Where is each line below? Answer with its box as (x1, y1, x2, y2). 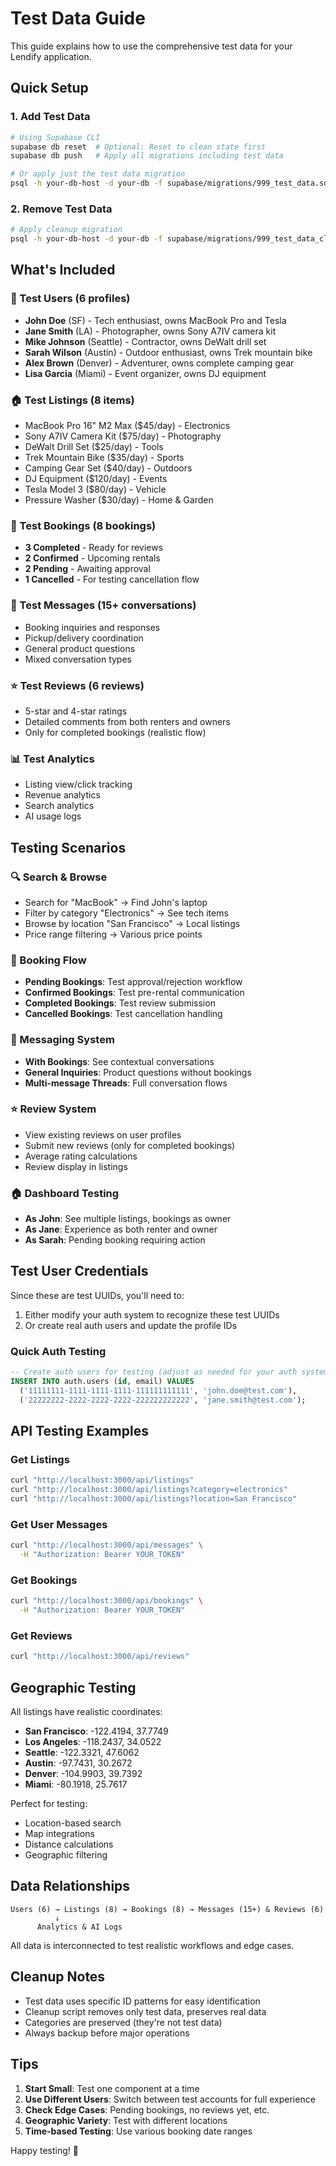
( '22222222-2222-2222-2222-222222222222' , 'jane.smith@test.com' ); (19, 1395, 307, 1405)
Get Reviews (10, 1629, 73, 1643)
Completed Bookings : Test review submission (24, 997, 216, 1009)
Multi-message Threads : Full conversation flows (24, 1077, 228, 1089)
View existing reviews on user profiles (24, 1128, 182, 1141)
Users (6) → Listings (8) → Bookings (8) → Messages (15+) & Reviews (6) (10, 1904, 325, 1914)
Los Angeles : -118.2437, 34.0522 (24, 1736, 162, 1748)
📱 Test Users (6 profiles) (10, 292, 131, 306)
